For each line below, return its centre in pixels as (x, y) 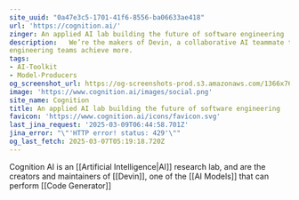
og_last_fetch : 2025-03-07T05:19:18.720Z (87, 141)
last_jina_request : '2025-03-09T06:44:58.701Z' (99, 125)
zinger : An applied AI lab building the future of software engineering (147, 34)
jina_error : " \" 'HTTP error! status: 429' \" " (95, 133)
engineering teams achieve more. (71, 51)
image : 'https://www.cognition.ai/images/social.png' (111, 92)
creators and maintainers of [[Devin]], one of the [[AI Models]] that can (139, 176)
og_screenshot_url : (45, 84)
